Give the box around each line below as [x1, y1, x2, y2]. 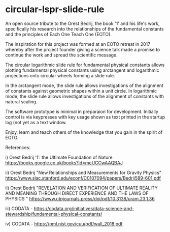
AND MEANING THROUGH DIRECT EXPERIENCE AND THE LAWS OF [5, 190, 149, 196]
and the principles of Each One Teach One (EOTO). [5, 31, 112, 37]
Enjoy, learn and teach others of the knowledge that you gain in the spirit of [5, 129, 163, 135]
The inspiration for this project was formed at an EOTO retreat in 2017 [5, 41, 151, 47]
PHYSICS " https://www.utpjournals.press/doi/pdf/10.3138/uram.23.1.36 [5, 195, 155, 201]
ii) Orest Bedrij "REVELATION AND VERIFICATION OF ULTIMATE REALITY [5, 185, 158, 191]
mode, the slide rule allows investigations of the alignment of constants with [5, 93, 164, 99]
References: [5, 144, 30, 151]
